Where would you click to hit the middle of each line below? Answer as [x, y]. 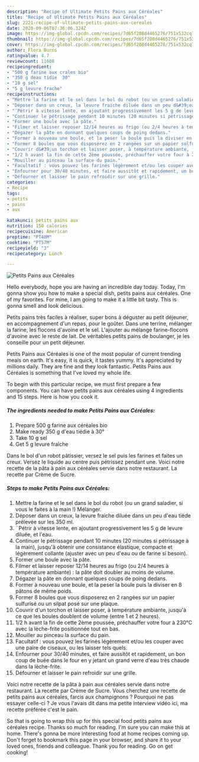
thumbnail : [20, 39]
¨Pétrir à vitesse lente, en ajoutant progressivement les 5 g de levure [99, 528]
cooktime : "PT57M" [29, 242]
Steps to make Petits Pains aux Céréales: [58, 488]
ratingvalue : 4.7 [28, 56]
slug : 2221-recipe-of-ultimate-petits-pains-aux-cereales [79, 22]
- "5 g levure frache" [35, 89]
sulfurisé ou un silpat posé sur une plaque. [67, 604]
